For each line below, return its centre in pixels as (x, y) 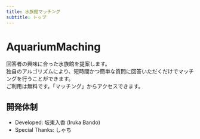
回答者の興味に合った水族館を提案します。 (58, 64)
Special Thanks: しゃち (43, 130)
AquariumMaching (53, 47)
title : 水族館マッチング (33, 12)
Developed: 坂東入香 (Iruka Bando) (57, 122)
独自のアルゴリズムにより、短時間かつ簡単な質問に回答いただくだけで (92, 72)
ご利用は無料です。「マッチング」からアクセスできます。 (75, 87)
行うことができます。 (48, 79)
